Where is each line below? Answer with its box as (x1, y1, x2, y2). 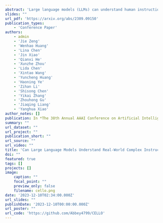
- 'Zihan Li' (14, 84, 40, 89)
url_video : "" (5, 143, 34, 148)
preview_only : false (14, 184, 55, 188)
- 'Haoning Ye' (14, 79, 45, 84)
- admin (14, 35, 29, 39)
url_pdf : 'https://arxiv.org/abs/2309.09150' (5, 16, 98, 21)
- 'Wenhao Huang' (14, 43, 49, 48)
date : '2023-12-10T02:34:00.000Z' (5, 193, 75, 198)
